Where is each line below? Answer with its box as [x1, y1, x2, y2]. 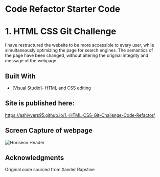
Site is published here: [5, 99, 75, 107]
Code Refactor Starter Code [5, 3, 120, 15]
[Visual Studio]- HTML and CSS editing [12, 85, 91, 91]
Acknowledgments [5, 153, 65, 162]
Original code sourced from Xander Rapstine [5, 167, 95, 173]
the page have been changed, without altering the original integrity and [5, 52, 148, 58]
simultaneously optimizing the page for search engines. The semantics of [5, 48, 153, 53]
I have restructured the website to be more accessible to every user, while [5, 42, 154, 48]
